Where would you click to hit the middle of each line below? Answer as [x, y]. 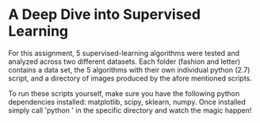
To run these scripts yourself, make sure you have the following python [124, 93]
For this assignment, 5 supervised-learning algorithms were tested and [124, 53]
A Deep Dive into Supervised [104, 15]
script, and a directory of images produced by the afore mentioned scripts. [130, 78]
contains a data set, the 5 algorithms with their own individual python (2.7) [129, 69]
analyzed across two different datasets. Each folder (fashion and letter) [124, 61]
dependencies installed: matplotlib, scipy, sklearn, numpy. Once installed [127, 102]
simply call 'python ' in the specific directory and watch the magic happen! [130, 110]
